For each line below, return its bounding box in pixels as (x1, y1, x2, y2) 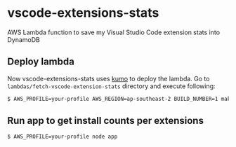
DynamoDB (7, 35, 41, 43)
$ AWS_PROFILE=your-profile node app (7, 133, 118, 141)
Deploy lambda (7, 56, 75, 68)
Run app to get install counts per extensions (7, 115, 204, 127)
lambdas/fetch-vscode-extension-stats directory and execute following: (7, 82, 216, 90)
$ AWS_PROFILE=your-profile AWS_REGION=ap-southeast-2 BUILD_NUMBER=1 (7, 95, 218, 102)
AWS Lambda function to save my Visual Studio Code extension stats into (7, 28, 220, 36)
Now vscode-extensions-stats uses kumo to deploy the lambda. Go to (7, 74, 210, 83)
